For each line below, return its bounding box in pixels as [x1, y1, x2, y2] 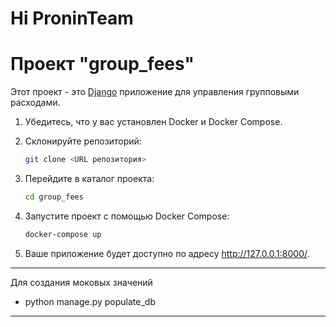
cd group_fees [24, 192, 84, 202]
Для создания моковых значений [10, 276, 153, 288]
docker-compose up [24, 229, 102, 239]
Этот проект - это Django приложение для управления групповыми [10, 86, 300, 98]
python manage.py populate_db [24, 295, 156, 307]
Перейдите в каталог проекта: [24, 173, 155, 184]
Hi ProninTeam [10, 7, 134, 30]
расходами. [10, 97, 61, 109]
